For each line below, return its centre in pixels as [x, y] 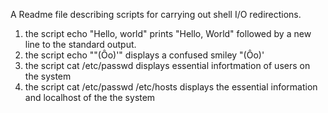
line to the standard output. [80, 44]
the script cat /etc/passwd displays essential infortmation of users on [167, 65]
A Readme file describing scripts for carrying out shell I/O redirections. [156, 14]
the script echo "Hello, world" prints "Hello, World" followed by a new [168, 33]
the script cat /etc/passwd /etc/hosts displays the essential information [171, 87]
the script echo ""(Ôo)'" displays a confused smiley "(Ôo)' [144, 55]
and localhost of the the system [90, 97]
